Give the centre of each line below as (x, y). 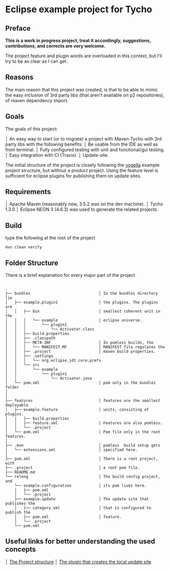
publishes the (20, 504)
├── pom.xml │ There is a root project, (82, 459)
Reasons (19, 77)
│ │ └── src (22, 365)
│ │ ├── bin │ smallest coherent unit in (83, 312)
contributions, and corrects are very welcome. (55, 46)
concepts (21, 549)
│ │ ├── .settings (29, 356)
